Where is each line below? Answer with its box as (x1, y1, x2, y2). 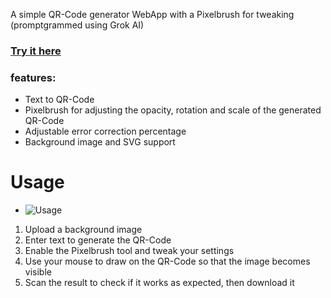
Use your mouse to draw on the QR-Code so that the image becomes (24, 255, 311, 268)
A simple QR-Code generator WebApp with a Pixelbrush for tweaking (10, 9, 295, 20)
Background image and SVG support (24, 136, 176, 148)
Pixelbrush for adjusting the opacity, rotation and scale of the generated (24, 104, 322, 116)
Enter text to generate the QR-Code (24, 234, 172, 246)
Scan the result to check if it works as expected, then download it (24, 277, 295, 289)
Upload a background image (24, 224, 143, 236)
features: (10, 70, 57, 84)
